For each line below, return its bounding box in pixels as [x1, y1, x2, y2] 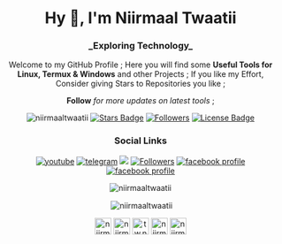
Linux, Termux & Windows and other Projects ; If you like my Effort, [17, 69, 264, 80]
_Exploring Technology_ [88, 40, 194, 52]
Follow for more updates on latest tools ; [66, 95, 215, 106]
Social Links [114, 134, 167, 147]
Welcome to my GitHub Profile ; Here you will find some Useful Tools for [8, 59, 273, 70]
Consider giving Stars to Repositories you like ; [55, 79, 226, 89]
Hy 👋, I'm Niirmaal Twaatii [44, 8, 237, 28]
